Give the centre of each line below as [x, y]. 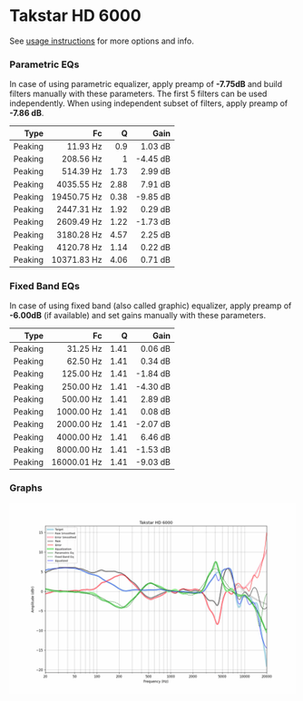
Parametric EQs [44, 64]
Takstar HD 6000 [76, 16]
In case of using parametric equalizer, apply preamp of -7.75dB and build [146, 84]
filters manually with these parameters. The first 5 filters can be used [138, 94]
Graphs [26, 488]
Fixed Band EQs [44, 286]
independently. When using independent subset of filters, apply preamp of [149, 103]
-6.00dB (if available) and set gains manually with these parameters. [137, 316]
